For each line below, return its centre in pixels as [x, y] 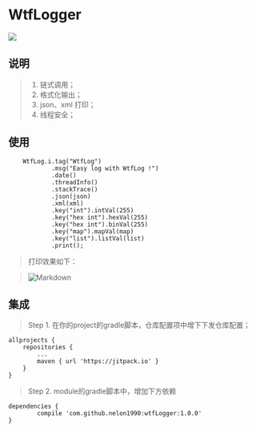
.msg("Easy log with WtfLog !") [105, 168]
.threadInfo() [74, 182]
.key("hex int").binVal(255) [100, 224]
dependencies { [34, 406]
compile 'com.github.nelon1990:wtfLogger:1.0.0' [120, 414]
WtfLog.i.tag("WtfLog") [62, 161]
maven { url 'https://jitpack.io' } [98, 361]
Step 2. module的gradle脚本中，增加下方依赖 [102, 391]
